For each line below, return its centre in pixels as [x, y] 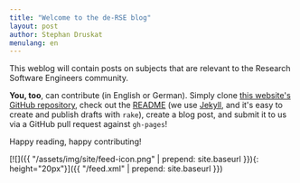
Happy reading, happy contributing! [75, 142]
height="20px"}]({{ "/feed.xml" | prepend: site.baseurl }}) [116, 169]
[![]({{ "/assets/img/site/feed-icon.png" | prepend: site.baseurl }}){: [134, 160]
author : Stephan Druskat [56, 34]
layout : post [34, 26]
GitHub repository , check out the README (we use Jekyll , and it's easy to [146, 105]
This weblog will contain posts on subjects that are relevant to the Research [150, 69]
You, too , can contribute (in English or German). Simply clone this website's [150, 96]
